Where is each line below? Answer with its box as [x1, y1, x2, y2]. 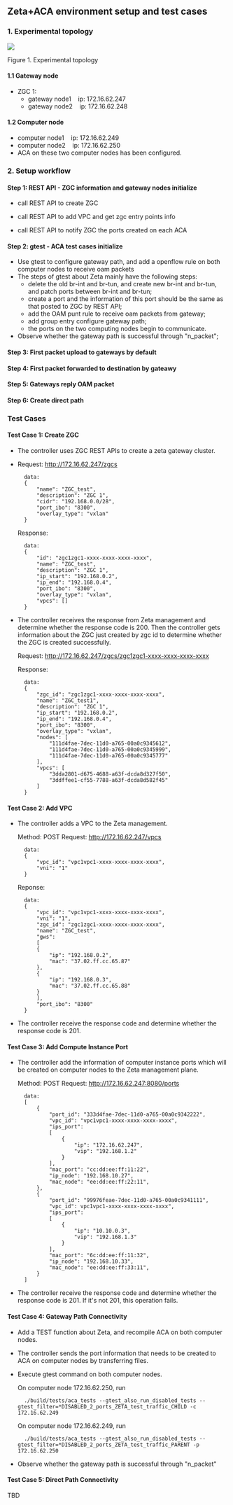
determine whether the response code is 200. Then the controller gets [17, 623, 220, 631]
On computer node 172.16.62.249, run [17, 1421, 126, 1430]
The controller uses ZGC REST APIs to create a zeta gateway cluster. [17, 446, 216, 454]
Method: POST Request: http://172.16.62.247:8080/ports [17, 1079, 180, 1088]
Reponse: [17, 883, 45, 892]
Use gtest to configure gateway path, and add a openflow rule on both [17, 258, 220, 266]
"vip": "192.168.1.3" [73, 1233, 137, 1241]
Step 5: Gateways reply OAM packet [7, 380, 115, 388]
